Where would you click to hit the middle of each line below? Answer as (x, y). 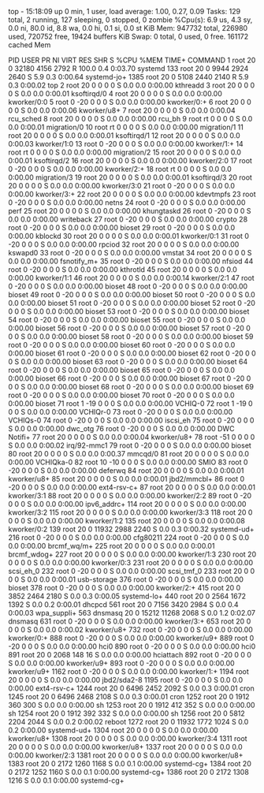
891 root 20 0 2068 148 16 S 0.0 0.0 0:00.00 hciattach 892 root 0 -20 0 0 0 (130, 655)
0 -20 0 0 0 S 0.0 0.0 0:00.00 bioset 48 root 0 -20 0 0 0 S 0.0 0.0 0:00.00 (128, 286)
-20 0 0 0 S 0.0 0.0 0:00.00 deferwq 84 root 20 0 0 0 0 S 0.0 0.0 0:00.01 (126, 471)
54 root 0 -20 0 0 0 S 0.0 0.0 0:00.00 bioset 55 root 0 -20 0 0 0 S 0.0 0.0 (127, 320)
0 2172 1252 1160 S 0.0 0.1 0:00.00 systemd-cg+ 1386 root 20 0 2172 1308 (129, 772)
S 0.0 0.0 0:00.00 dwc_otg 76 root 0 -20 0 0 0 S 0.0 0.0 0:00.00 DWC (121, 428)
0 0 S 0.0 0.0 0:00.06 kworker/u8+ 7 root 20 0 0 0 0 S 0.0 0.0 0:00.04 (122, 110)
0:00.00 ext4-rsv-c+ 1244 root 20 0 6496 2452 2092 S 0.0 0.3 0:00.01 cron (131, 688)
